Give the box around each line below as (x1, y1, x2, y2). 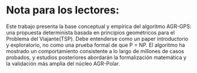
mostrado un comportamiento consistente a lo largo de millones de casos (6, 47, 184, 54)
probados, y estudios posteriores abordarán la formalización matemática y (6, 54, 187, 61)
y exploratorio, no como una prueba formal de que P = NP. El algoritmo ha (6, 41, 185, 48)
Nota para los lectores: (6, 4, 119, 17)
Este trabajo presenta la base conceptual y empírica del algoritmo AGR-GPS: (6, 23, 192, 30)
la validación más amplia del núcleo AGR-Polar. (6, 60, 121, 67)
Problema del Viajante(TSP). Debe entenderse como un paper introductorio (6, 35, 189, 42)
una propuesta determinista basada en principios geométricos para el (6, 29, 175, 36)
